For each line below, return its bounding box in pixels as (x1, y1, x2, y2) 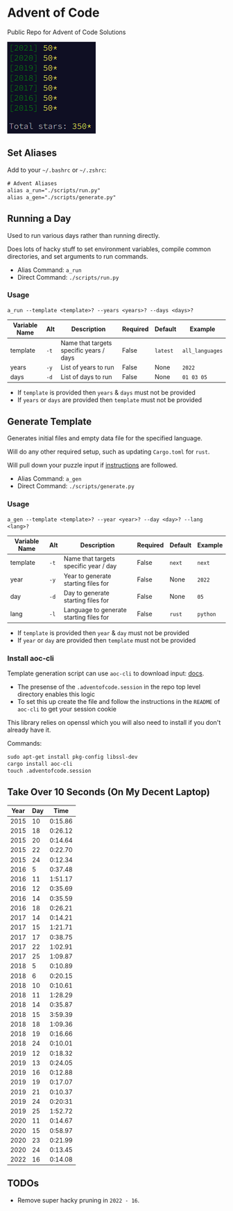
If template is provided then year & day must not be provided (17, 628, 189, 637)
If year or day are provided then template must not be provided (17, 636, 196, 644)
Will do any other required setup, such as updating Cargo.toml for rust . (7, 447, 210, 456)
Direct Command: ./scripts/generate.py (17, 482, 135, 490)
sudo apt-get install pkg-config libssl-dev (7, 753, 138, 761)
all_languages (182, 347, 223, 354)
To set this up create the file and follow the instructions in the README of (17, 698, 221, 706)
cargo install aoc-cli (7, 760, 73, 768)
